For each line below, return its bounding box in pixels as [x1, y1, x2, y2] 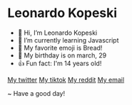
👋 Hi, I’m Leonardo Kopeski [17, 28, 98, 37]
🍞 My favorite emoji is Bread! [17, 43, 103, 52]
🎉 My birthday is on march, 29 [17, 51, 107, 60]
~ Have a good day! [7, 89, 66, 97]
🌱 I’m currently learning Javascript [17, 35, 119, 44]
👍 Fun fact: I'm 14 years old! [17, 59, 102, 67]
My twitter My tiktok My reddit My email [7, 75, 125, 84]
